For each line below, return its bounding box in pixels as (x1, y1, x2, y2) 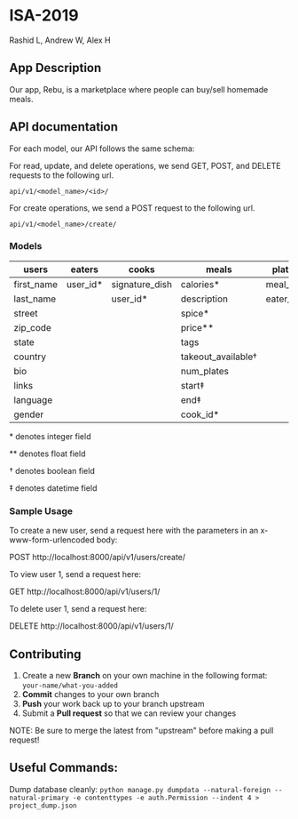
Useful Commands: (9, 760, 118, 775)
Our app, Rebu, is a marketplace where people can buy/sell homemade (9, 84, 269, 94)
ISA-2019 (9, 5, 80, 26)
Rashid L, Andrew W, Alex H (9, 35, 111, 45)
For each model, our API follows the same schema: (9, 143, 195, 154)
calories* (180, 277, 220, 290)
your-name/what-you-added (21, 681, 118, 690)
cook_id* (180, 408, 220, 421)
